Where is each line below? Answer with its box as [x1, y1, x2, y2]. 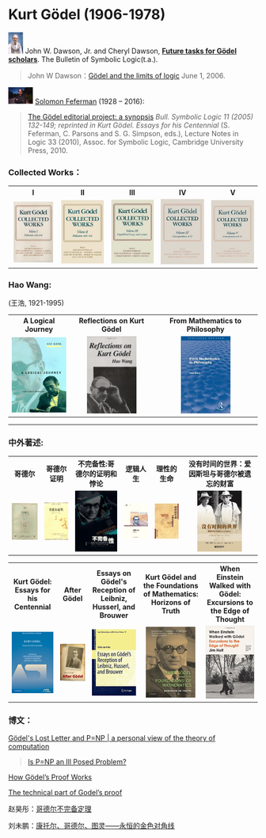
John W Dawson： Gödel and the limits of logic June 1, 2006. [27, 71, 226, 81]
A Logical [23, 316, 55, 326]
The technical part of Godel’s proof [8, 788, 123, 798]
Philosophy [186, 325, 225, 334]
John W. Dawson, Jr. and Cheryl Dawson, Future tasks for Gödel [25, 46, 237, 56]
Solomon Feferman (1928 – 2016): [34, 97, 145, 106]
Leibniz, [100, 593, 127, 603]
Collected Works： [8, 166, 82, 177]
